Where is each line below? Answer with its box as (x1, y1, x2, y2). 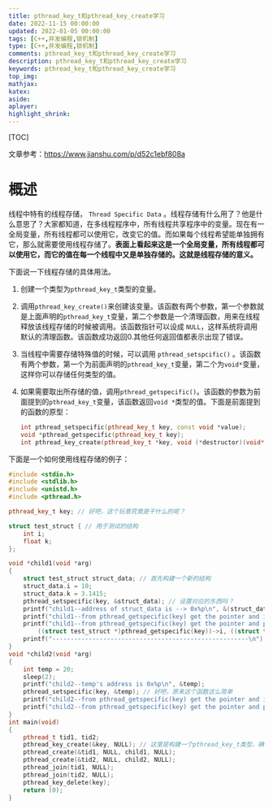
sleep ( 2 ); (23, 673, 57, 681)
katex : (8, 87, 31, 96)
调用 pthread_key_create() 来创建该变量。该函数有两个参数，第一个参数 (19, 301, 258, 311)
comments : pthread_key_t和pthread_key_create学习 (8, 50, 176, 58)
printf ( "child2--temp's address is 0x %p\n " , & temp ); (23, 680, 206, 689)
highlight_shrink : (8, 110, 71, 119)
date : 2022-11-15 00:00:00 (8, 19, 100, 28)
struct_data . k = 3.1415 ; (23, 590, 107, 598)
